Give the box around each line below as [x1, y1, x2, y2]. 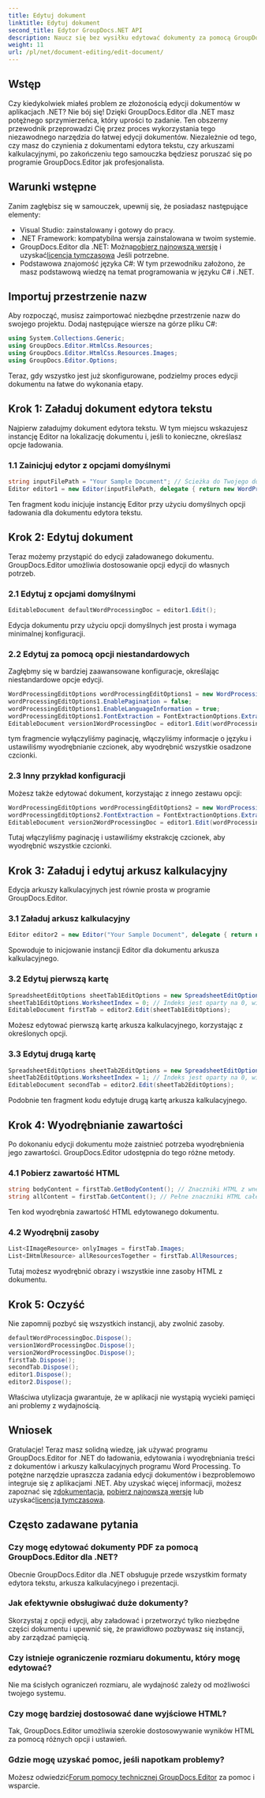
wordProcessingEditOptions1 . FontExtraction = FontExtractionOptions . [8, 712, 242, 720]
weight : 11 [8, 41, 44, 49]
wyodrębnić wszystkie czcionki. [8, 841, 112, 851]
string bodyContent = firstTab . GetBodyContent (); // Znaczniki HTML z [8, 1185, 245, 1194]
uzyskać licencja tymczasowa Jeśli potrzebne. [19, 250, 170, 259]
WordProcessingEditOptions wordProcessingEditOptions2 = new [8, 803, 214, 811]
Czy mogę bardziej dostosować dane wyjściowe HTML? [8, 1709, 227, 1720]
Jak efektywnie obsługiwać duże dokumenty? [8, 1598, 189, 1609]
